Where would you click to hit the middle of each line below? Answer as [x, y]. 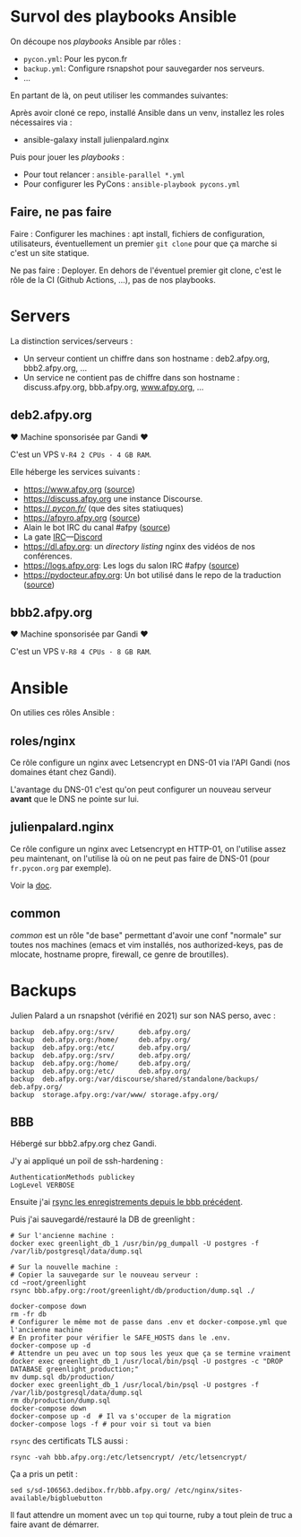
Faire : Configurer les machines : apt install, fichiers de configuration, [138, 233]
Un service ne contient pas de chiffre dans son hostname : [131, 377]
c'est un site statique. [50, 252]
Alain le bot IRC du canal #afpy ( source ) [97, 527]
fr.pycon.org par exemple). [61, 867]
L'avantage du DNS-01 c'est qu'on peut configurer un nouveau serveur [141, 790]
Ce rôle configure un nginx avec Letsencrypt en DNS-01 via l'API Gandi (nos [150, 763]
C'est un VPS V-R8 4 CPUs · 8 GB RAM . [81, 652]
